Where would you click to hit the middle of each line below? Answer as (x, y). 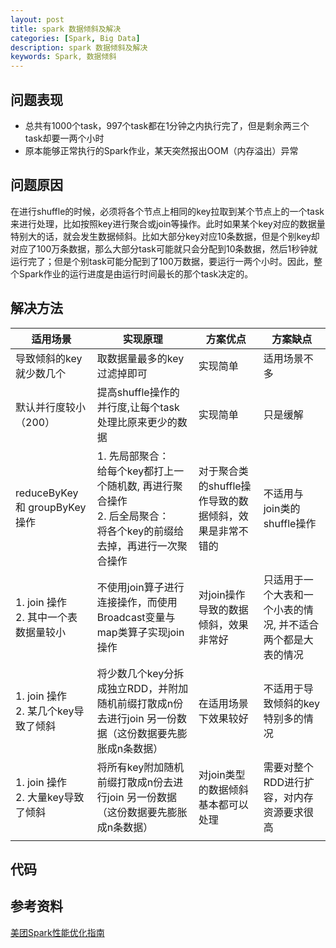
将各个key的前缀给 (140, 531)
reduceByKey (47, 493)
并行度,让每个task (138, 407)
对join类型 (222, 774)
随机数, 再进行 (139, 486)
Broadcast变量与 (136, 617)
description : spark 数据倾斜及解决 (79, 47)
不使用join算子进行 (140, 587)
